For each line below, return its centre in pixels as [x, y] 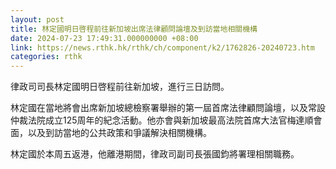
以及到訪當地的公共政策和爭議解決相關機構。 [119, 133]
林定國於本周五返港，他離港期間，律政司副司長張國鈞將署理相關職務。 [155, 154]
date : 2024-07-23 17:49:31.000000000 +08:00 [104, 38]
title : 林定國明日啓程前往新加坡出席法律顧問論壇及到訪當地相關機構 [134, 29]
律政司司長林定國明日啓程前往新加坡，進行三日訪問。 [120, 87]
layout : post [37, 19]
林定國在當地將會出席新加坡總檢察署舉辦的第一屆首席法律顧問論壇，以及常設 [168, 108]
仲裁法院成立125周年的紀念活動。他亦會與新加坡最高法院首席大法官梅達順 [162, 120]
